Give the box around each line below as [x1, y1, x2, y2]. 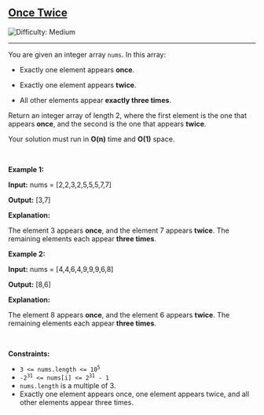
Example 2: [8, 249, 46, 259]
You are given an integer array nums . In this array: [8, 50, 167, 59]
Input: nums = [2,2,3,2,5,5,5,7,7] [8, 180, 112, 189]
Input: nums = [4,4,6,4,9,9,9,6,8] [8, 264, 114, 274]
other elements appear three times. [19, 397, 134, 407]
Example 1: [8, 164, 45, 174]
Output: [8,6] [8, 279, 51, 289]
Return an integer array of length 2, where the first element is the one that [8, 110, 247, 120]
